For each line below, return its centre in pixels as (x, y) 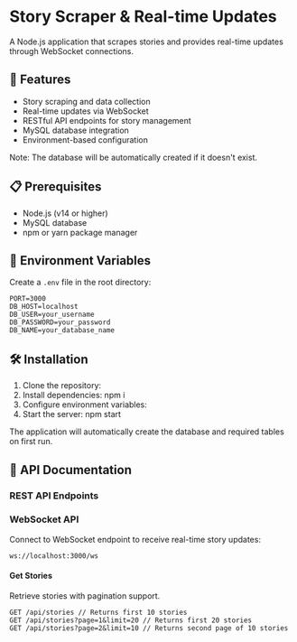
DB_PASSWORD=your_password (60, 322)
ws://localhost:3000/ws (54, 556)
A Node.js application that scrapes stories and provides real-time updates (147, 42)
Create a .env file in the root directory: (80, 283)
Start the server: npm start (72, 414)
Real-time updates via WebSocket (85, 111)
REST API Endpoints (54, 496)
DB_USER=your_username (52, 315)
